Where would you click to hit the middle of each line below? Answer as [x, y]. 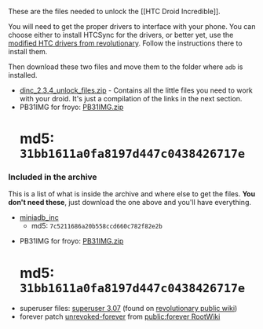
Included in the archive [53, 177]
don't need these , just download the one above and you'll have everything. [130, 203]
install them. [28, 51]
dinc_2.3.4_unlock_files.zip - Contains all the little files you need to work [136, 90]
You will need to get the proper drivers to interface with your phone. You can [132, 26]
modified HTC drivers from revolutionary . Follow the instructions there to [125, 43]
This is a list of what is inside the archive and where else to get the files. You [132, 194]
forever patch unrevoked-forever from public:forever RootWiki [120, 316]
